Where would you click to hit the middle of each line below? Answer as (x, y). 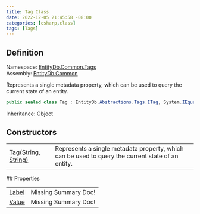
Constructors (32, 132)
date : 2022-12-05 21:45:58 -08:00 (49, 17)
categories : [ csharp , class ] (41, 23)
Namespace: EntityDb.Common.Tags (51, 67)
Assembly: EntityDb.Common (42, 74)
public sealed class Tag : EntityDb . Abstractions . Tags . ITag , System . (94, 102)
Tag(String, (25, 152)
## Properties (23, 178)
